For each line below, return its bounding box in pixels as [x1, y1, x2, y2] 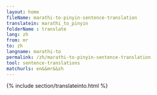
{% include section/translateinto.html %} [6, 82, 108, 90]
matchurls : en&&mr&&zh [6, 65, 64, 72]
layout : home [6, 9, 40, 15]
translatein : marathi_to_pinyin [6, 20, 88, 26]
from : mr [6, 37, 29, 43]
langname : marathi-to [6, 49, 61, 55]
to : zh [6, 43, 23, 49]
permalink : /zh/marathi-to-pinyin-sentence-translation [6, 54, 151, 60]
